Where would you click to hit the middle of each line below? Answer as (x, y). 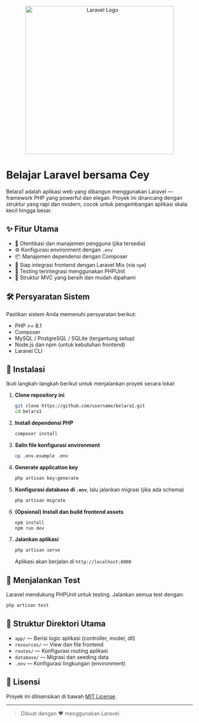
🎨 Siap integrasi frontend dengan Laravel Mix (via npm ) (81, 265)
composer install (36, 434)
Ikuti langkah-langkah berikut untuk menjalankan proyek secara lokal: (91, 384)
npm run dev (29, 528)
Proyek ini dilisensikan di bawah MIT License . (62, 696)
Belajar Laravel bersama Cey (78, 175)
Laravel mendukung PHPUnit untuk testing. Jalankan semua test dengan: (95, 595)
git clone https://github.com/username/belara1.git (80, 406)
